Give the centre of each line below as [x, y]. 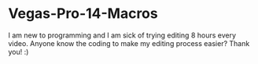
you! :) [18, 52]
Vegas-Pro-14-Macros [83, 14]
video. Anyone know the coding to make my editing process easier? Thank [129, 43]
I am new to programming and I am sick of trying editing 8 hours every [122, 35]
